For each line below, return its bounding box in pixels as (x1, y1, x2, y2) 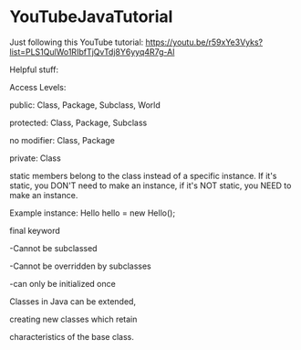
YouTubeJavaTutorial (9, 6, 173, 27)
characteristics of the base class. (9, 331, 134, 342)
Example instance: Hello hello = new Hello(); (9, 207, 176, 218)
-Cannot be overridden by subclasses (9, 260, 152, 271)
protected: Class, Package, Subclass (9, 117, 148, 128)
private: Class (9, 153, 61, 164)
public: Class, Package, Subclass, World (9, 99, 161, 111)
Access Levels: (9, 81, 67, 92)
